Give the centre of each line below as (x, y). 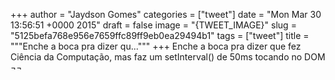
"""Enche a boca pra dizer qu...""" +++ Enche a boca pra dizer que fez (156, 46)
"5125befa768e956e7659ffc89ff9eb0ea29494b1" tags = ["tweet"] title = (160, 35)
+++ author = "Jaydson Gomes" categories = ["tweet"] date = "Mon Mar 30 (166, 14)
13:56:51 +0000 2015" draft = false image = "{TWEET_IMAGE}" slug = (153, 25)
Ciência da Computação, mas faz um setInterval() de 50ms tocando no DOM (168, 57)
